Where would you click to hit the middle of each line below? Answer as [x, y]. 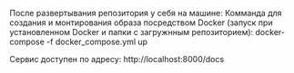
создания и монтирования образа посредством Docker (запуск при [141, 23]
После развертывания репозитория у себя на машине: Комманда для [146, 13]
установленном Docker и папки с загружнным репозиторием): [132, 32]
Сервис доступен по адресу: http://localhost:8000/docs [117, 59]
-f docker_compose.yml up [97, 41]
